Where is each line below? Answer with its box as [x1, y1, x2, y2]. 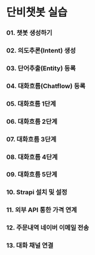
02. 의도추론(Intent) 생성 [6, 47, 76, 55]
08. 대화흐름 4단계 [6, 152, 58, 161]
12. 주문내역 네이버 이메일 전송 [6, 224, 90, 232]
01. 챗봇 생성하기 [6, 28, 53, 37]
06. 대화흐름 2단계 [6, 117, 57, 126]
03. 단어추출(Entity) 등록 [6, 64, 76, 73]
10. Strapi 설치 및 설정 [6, 188, 68, 196]
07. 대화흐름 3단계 [6, 135, 56, 143]
